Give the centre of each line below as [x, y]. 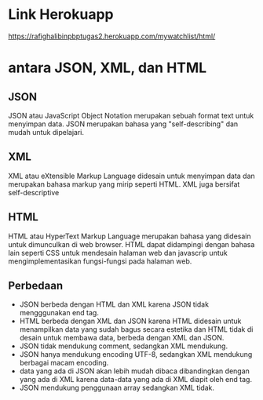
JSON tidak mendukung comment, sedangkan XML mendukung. [124, 346]
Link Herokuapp [61, 15]
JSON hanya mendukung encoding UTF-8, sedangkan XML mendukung [136, 355]
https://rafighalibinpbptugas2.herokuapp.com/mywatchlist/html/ [112, 36]
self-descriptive [34, 192]
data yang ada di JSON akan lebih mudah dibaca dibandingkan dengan [134, 371]
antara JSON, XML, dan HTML [108, 68]
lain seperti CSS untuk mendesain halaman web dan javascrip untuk [118, 253]
